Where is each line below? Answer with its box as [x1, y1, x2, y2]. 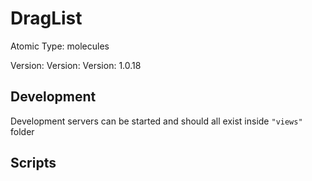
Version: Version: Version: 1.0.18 [10, 59, 142, 71]
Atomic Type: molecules [10, 40, 110, 52]
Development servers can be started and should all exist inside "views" [10, 115, 303, 127]
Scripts [10, 155, 57, 172]
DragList [10, 7, 83, 30]
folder [10, 125, 35, 137]
